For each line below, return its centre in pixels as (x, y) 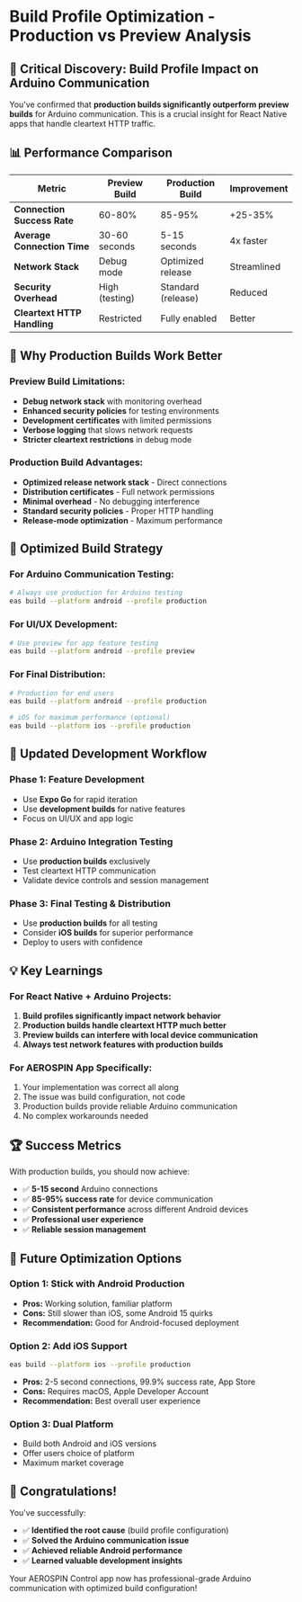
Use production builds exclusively (86, 862)
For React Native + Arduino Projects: (91, 996)
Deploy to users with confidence (83, 943)
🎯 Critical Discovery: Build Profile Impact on (134, 69)
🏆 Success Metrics (65, 1146)
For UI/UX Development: (64, 624)
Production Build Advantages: (76, 462)
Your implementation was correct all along (100, 1087)
